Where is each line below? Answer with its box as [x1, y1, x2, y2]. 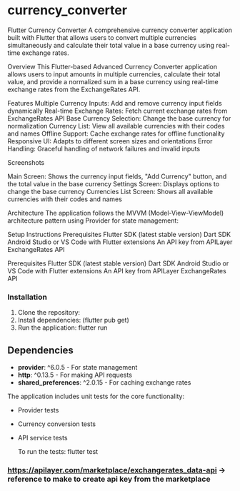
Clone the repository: [17, 308, 81, 317]
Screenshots [7, 158, 45, 166]
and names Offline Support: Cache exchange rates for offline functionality [7, 129, 225, 138]
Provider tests [17, 406, 59, 415]
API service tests [17, 434, 68, 442]
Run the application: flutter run [17, 323, 108, 332]
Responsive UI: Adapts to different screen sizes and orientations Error [7, 136, 213, 145]
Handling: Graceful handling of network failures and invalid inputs [7, 144, 201, 153]
